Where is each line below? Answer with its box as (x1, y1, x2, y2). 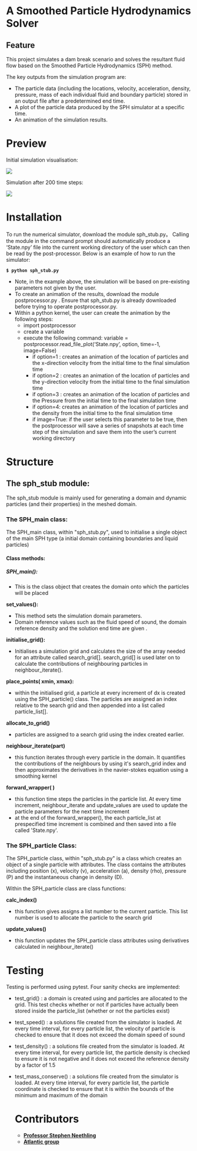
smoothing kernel (14, 772, 58, 780)
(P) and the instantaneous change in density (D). (6, 874, 123, 881)
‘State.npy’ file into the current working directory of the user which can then (6, 244, 190, 251)
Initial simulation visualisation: (6, 156, 78, 163)
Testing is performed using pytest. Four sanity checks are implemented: (6, 983, 181, 990)
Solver (6, 17, 39, 30)
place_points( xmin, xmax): (6, 678, 74, 685)
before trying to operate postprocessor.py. (14, 302, 118, 310)
